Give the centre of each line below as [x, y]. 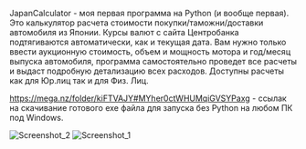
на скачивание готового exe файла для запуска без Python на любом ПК [151, 108]
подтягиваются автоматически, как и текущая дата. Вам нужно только [148, 42]
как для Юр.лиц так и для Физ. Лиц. [79, 80]
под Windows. [37, 118]
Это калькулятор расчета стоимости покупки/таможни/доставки [137, 23]
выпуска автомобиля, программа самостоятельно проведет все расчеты [153, 61]
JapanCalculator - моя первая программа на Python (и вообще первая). [149, 13]
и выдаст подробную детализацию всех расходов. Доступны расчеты [147, 71]
